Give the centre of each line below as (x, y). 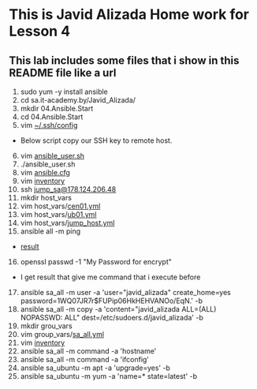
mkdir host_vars (46, 198)
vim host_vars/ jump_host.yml (67, 223)
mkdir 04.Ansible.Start (57, 108)
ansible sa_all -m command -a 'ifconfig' (84, 359)
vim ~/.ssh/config (49, 125)
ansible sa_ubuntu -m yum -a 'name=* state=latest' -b (109, 376)
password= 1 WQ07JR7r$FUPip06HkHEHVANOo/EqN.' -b (112, 301)
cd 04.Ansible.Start (52, 117)
